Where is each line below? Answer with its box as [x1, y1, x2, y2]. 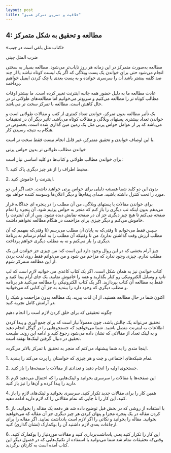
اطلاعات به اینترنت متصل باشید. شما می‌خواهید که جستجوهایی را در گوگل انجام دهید [6, 325, 164, 331]
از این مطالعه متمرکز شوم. [6, 258, 57, 264]
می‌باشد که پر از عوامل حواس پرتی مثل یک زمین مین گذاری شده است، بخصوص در [6, 121, 162, 127]
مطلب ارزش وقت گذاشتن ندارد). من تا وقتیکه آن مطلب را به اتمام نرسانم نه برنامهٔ [6, 232, 162, 238]
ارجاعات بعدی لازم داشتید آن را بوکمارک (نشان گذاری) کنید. [6, 422, 118, 428]
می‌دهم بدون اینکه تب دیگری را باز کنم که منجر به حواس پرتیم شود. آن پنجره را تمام [6, 206, 163, 213]
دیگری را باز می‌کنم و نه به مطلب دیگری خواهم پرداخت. [6, 238, 111, 244]
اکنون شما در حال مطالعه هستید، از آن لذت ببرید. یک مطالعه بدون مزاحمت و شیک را [6, 294, 165, 300]
